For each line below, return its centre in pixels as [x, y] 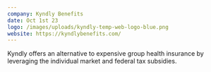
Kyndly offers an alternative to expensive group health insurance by [106, 54]
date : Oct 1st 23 [33, 20]
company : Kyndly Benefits [45, 14]
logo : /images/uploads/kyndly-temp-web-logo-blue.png [88, 27]
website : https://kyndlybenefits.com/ [64, 34]
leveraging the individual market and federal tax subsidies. [92, 61]
